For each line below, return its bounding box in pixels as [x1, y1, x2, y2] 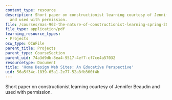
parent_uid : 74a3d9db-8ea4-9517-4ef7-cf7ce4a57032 [5, 55, 116, 61]
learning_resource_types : [5, 31, 60, 36]
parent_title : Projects [5, 46, 56, 51]
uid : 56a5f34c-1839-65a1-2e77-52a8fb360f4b [5, 70, 100, 75]
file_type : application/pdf [5, 27, 66, 32]
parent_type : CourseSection [5, 50, 66, 55]
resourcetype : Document [5, 60, 56, 65]
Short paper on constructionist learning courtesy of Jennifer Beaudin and [5, 84, 160, 90]
